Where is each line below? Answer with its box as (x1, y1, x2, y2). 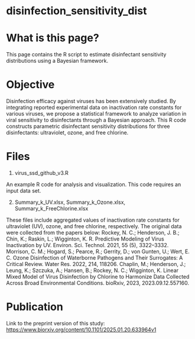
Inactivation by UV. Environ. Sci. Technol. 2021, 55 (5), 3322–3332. (6, 242, 169, 248)
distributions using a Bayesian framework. (6, 57, 108, 65)
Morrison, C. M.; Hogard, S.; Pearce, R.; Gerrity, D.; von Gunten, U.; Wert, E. (6, 248, 190, 255)
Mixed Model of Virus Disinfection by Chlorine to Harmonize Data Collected (6, 273, 190, 280)
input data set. (6, 187, 41, 194)
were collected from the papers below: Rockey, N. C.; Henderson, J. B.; (6, 229, 180, 236)
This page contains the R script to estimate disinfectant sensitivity (6, 51, 167, 58)
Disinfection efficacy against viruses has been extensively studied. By (6, 98, 176, 105)
